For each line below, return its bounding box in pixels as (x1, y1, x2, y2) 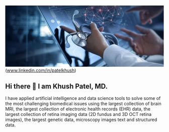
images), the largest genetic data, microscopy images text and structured (5, 116, 157, 123)
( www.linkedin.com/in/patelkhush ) (5, 67, 76, 73)
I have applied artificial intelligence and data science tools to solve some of (5, 95, 161, 101)
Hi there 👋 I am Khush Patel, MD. (5, 82, 108, 90)
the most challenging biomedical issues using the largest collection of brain (5, 101, 162, 107)
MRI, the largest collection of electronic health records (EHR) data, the (5, 106, 151, 112)
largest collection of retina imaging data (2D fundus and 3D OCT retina (5, 111, 152, 117)
